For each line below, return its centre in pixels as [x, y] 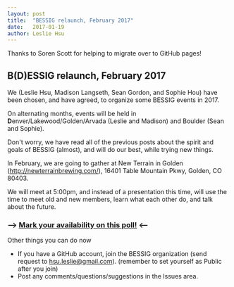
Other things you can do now [49, 241]
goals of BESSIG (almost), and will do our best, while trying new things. [110, 150]
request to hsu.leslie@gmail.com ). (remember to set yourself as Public [119, 262]
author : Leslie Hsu [36, 33]
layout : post [26, 14]
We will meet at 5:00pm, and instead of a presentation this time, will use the [117, 192]
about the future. [32, 207]
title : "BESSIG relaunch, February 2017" [70, 20]
